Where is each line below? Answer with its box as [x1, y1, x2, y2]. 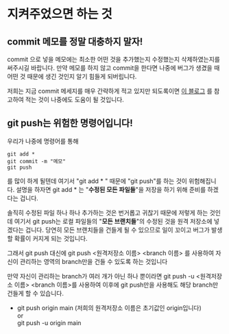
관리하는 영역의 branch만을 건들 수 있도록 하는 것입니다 [19, 257, 168, 265]
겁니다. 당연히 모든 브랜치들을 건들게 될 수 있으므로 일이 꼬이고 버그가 [25, 226, 210, 234]
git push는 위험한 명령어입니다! [7, 117, 134, 129]
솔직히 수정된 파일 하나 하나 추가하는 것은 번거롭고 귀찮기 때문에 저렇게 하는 [7, 208, 208, 217]
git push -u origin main [16, 318, 82, 326]
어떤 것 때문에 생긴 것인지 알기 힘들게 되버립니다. [7, 73, 137, 80]
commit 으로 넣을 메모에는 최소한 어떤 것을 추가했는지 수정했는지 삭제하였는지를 [7, 56, 221, 63]
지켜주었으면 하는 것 [7, 6, 113, 22]
